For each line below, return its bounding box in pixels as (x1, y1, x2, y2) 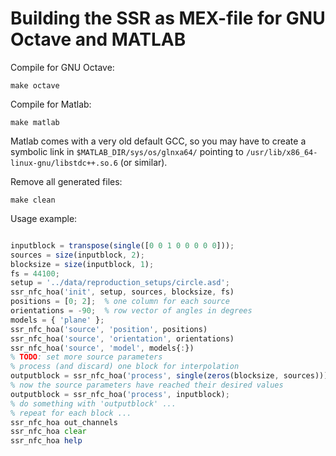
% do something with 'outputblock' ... (10, 398, 177, 409)
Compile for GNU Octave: (10, 61, 115, 73)
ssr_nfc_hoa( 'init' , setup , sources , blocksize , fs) (10, 287, 235, 297)
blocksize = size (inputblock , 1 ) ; (10, 259, 155, 269)
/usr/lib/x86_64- (245, 147, 318, 157)
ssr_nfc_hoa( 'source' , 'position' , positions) (10, 324, 208, 334)
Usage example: (10, 212, 78, 224)
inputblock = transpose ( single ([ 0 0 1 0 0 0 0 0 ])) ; (10, 240, 235, 251)
